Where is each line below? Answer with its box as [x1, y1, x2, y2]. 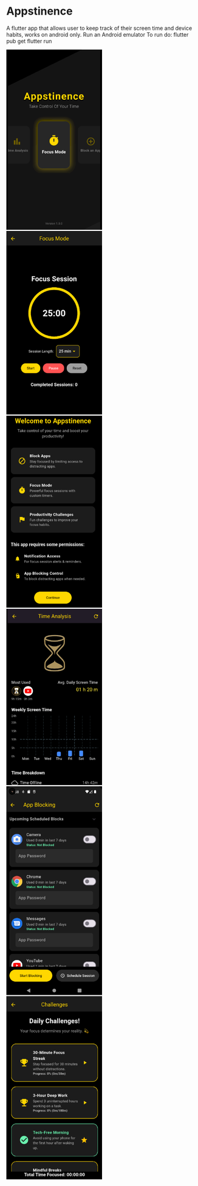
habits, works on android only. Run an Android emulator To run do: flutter [6, 30, 189, 38]
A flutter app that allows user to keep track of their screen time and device [6, 24, 193, 32]
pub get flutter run [6, 37, 52, 44]
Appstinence [6, 4, 73, 18]
